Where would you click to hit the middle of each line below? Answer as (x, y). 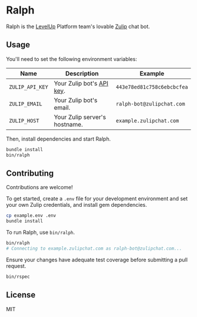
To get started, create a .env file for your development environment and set (97, 199)
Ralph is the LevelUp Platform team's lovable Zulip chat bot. (78, 26)
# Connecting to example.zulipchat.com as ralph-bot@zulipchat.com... (94, 248)
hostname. (68, 124)
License (21, 295)
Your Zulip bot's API (81, 83)
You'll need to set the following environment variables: (72, 59)
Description (82, 73)
